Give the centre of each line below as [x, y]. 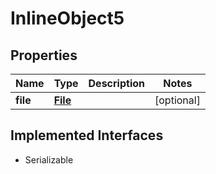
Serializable [49, 159]
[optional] [177, 100]
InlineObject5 [67, 18]
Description [116, 83]
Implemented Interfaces [87, 135]
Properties [44, 55]
